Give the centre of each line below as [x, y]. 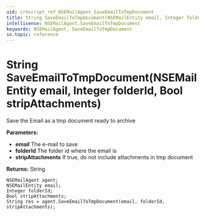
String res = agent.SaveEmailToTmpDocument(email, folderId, [86, 202]
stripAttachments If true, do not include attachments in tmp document [104, 157]
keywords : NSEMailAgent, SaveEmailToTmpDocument [69, 29]
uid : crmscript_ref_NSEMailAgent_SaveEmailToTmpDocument [80, 12]
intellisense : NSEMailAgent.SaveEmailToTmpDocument [73, 23]
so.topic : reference [33, 35]
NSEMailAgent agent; [33, 181]
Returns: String [26, 169]
